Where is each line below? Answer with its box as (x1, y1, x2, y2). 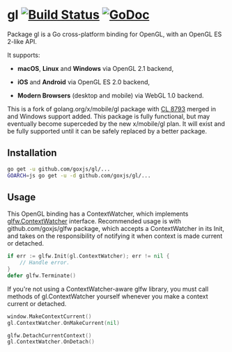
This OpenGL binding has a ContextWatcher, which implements (7, 209, 189, 218)
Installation (7, 147, 57, 159)
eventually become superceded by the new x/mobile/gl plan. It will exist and (7, 119, 225, 128)
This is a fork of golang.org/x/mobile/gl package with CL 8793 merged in (7, 104, 216, 113)
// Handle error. (20, 259, 70, 266)
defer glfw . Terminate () (7, 272, 77, 279)
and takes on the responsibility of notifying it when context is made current (7, 232, 223, 240)
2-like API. (7, 37, 37, 45)
